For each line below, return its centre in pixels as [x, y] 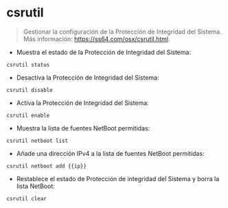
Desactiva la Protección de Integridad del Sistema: [88, 78]
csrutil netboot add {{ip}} [47, 166]
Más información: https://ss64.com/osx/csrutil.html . [96, 38]
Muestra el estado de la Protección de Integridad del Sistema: [104, 52]
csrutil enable [28, 115]
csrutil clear [27, 198]
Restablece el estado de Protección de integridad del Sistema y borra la [118, 178]
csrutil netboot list [37, 141]
